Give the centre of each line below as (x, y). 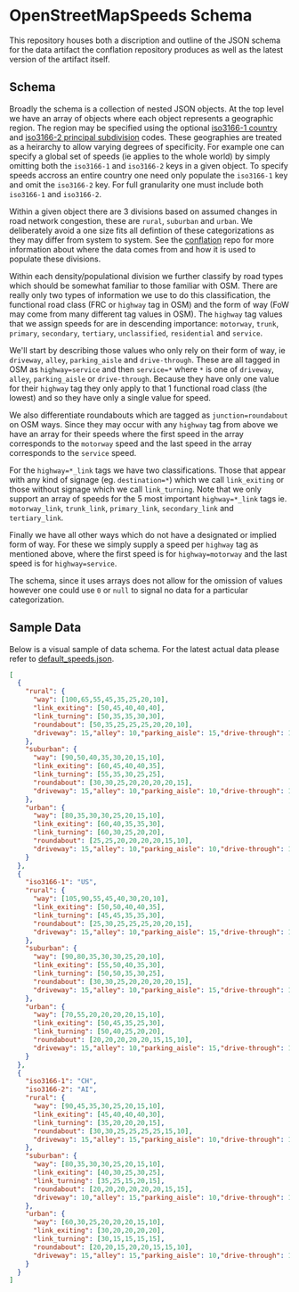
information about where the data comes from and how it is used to (133, 249)
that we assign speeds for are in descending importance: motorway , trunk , (144, 323)
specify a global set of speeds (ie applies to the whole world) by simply (140, 156)
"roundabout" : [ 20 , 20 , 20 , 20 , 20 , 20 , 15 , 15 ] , (113, 1189)
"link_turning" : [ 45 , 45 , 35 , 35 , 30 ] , (99, 915)
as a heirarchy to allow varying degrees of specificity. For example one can (147, 146)
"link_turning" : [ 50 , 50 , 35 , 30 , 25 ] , (99, 973)
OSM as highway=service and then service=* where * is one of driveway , (141, 369)
